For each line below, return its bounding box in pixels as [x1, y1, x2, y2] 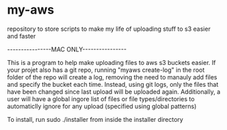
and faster [7, 31, 36, 40]
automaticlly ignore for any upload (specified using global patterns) [7, 102, 197, 110]
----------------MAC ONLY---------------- [7, 45, 127, 53]
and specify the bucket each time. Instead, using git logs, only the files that [7, 80, 219, 88]
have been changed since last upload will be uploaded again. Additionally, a [7, 88, 221, 96]
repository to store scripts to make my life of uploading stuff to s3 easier [7, 25, 211, 33]
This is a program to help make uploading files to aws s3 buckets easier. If [7, 58, 216, 66]
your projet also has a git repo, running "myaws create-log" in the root [7, 66, 205, 74]
